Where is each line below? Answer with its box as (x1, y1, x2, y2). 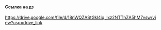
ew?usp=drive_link (5, 20, 43, 26)
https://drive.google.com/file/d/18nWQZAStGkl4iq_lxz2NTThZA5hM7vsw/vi (5, 15, 156, 20)
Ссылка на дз (5, 4, 34, 10)
